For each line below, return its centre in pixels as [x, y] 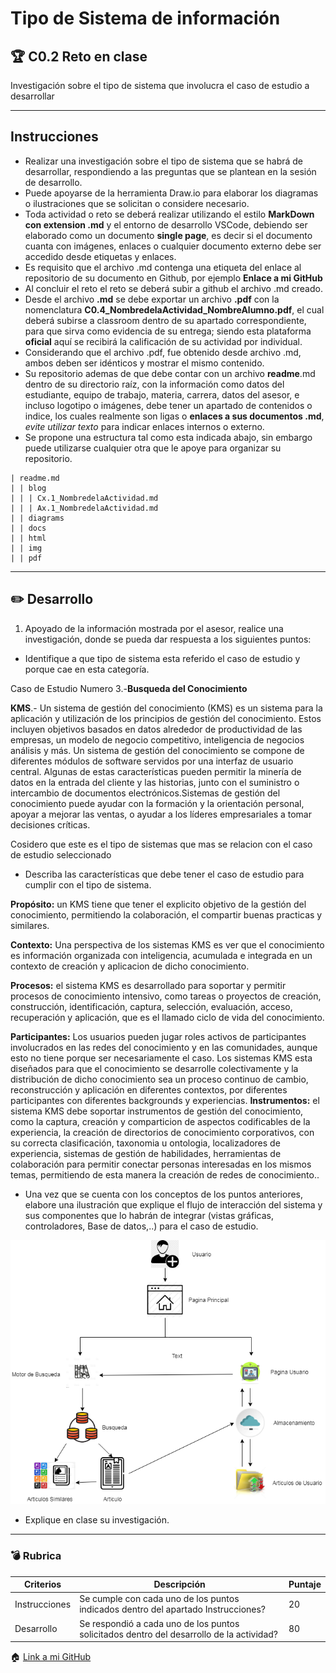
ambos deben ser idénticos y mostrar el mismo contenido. [144, 363]
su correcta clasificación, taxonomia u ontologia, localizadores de [145, 1143]
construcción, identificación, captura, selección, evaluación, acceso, [151, 1006]
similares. [30, 925]
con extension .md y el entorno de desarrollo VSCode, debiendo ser [166, 224]
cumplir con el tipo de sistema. [88, 884]
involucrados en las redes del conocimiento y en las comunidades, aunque [164, 1047]
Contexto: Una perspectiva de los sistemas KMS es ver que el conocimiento [167, 944]
